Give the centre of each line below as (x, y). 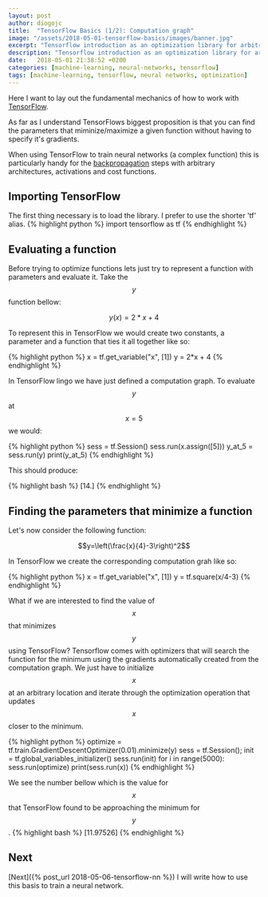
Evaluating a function (63, 249)
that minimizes (32, 626)
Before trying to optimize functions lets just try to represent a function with (131, 269)
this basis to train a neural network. (66, 885)
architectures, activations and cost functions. (83, 171)
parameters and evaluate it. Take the (68, 277)
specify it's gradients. (44, 139)
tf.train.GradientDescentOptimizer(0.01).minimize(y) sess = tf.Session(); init (131, 750)
